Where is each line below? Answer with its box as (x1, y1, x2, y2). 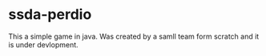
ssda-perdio (8, 6, 92, 24)
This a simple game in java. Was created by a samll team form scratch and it (8, 32, 260, 41)
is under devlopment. (8, 39, 79, 49)
